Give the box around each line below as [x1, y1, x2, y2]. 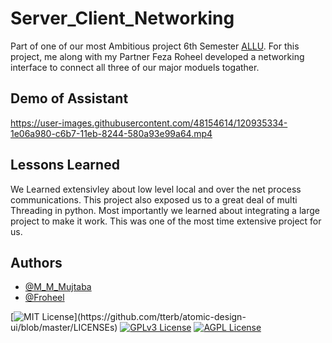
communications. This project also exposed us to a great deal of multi [10, 193, 298, 206]
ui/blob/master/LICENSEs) [10, 322, 118, 334]
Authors [10, 254, 63, 271]
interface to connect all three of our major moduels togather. [10, 61, 260, 73]
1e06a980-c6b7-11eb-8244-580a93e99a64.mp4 [10, 127, 213, 139]
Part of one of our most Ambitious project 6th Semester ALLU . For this [10, 40, 300, 52]
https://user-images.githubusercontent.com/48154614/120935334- [10, 117, 288, 129]
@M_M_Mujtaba [24, 281, 92, 293]
